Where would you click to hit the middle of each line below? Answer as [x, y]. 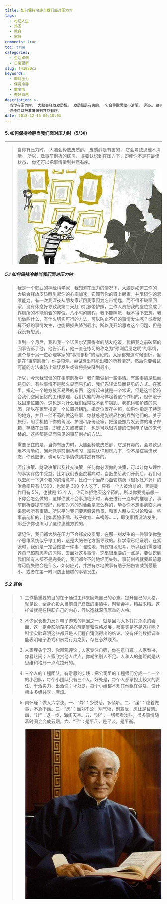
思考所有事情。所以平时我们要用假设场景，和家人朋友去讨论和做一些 [91, 511]
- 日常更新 [19, 63]
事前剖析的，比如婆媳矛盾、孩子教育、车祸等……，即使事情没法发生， [88, 517]
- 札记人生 [19, 21]
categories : [17, 52]
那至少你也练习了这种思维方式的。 [52, 524]
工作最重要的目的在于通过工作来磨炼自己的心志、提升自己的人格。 [92, 598]
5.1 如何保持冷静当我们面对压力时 [39, 274]
